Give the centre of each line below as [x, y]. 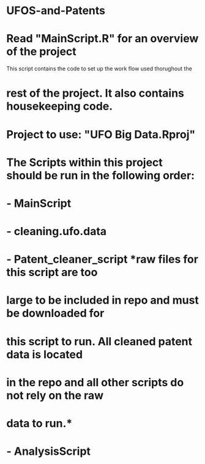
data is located [45, 354]
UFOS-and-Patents [56, 11]
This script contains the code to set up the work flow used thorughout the [99, 69]
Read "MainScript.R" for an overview [102, 39]
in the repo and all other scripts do [95, 382]
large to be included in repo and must [102, 300]
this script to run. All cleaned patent [99, 341]
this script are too [52, 272]
